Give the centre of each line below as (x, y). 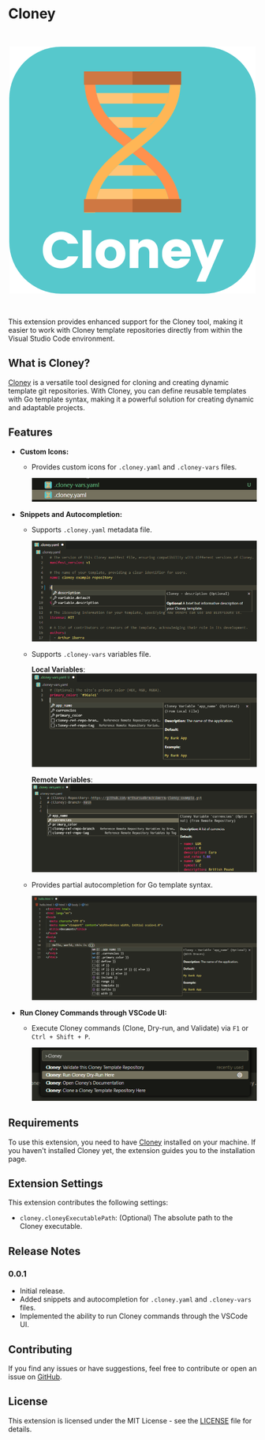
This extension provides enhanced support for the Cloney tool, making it (125, 322)
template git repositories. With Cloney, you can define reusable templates (127, 390)
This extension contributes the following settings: (88, 1203)
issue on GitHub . (35, 1377)
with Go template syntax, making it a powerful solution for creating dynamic (131, 399)
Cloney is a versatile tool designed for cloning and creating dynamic (119, 382)
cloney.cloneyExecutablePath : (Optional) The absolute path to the (126, 1218)
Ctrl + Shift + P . (61, 1036)
